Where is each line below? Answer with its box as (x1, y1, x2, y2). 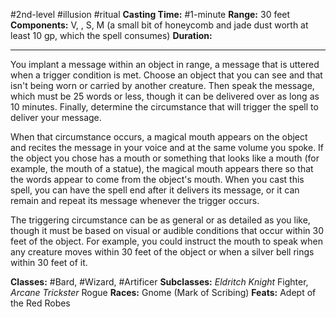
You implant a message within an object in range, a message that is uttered (10, 59, 320, 70)
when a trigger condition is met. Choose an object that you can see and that (10, 69, 323, 81)
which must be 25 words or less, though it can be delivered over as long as (10, 90, 320, 102)
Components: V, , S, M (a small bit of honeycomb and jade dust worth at (10, 19, 309, 31)
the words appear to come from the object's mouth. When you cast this (10, 174, 305, 185)
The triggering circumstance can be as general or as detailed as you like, (10, 214, 311, 226)
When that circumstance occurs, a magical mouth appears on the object (10, 131, 308, 143)
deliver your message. (10, 112, 102, 123)
